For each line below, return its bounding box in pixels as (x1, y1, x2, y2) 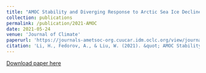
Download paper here (6, 59, 61, 67)
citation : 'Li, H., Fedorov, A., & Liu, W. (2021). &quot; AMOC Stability (6, 43, 202, 49)
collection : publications (6, 15, 72, 21)
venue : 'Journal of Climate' (6, 32, 81, 38)
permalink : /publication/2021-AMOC (6, 20, 97, 26)
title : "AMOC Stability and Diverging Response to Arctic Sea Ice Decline (6, 9, 202, 15)
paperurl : (6, 37, 32, 43)
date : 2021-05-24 (6, 26, 51, 32)
